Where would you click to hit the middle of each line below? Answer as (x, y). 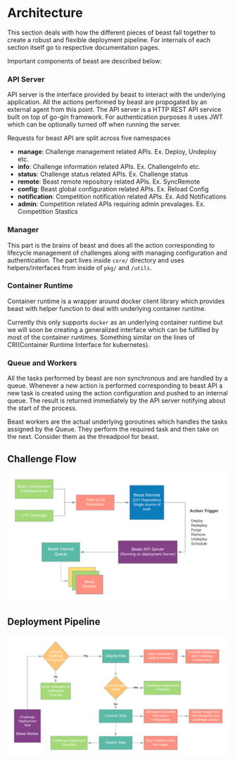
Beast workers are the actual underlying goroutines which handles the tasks (118, 422)
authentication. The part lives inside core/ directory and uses (96, 260)
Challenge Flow (42, 459)
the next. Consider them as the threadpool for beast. (83, 437)
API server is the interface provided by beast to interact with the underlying (116, 95)
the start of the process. (42, 408)
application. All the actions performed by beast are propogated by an (107, 102)
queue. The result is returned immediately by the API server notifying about (116, 401)
